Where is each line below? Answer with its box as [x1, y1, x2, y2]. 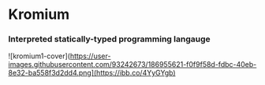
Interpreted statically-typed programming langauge [8, 34, 211, 45]
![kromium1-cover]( [8, 51, 71, 61]
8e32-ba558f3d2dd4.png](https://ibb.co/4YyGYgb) [8, 68, 176, 78]
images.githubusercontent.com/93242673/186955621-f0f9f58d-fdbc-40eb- [8, 60, 257, 69]
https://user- [69, 51, 111, 61]
